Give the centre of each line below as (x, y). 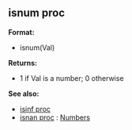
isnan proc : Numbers (55, 117)
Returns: (23, 63)
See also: (24, 94)
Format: (21, 32)
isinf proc (35, 109)
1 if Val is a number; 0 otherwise (72, 78)
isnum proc (37, 13)
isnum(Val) (37, 48)
